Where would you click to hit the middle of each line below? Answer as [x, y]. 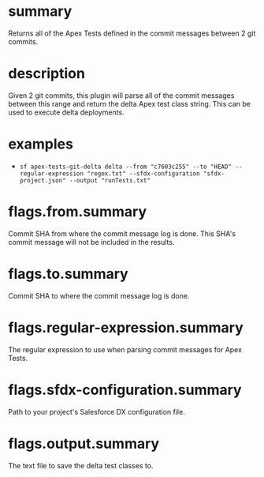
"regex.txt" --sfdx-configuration [143, 173]
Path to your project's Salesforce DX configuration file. [97, 411]
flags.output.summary [84, 443]
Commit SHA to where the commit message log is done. [99, 295]
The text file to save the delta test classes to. [81, 465]
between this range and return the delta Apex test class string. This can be [129, 103]
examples [41, 144]
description [46, 74]
